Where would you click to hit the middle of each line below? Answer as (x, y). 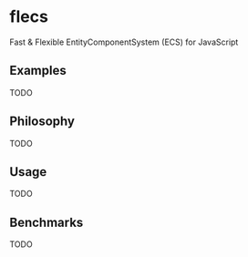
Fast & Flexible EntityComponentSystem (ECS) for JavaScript (124, 42)
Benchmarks (46, 222)
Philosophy (42, 122)
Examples (38, 71)
